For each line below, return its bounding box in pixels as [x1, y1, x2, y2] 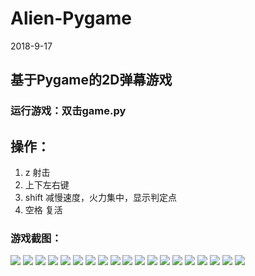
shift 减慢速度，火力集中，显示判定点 [24, 192, 178, 204]
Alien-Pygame [10, 7, 132, 30]
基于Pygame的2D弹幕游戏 [10, 72, 173, 89]
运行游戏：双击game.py [10, 104, 127, 118]
